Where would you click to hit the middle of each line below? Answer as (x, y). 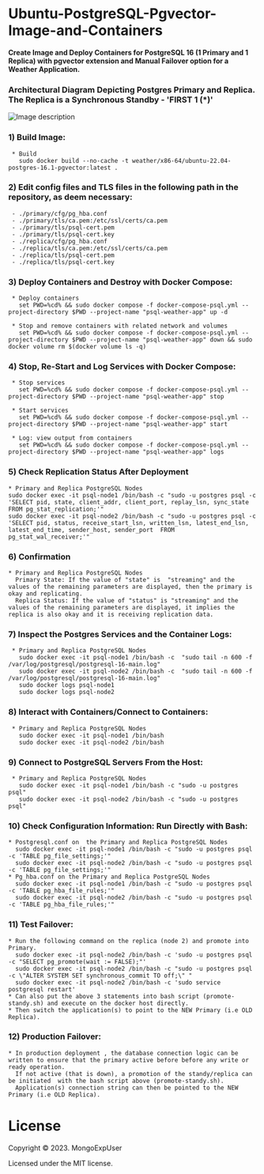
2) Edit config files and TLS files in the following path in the (123, 187)
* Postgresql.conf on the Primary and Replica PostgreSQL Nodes (118, 843)
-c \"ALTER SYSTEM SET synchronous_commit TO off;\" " (100, 976)
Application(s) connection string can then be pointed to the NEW (127, 1088)
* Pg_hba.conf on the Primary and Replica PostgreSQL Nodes (109, 877)
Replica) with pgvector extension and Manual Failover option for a (119, 61)
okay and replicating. (45, 594)
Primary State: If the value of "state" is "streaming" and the (125, 580)
